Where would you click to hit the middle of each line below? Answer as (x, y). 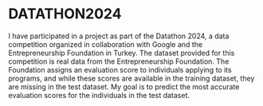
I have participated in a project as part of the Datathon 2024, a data (119, 36)
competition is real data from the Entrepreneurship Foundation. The (119, 61)
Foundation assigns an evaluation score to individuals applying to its (120, 69)
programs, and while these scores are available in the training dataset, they (131, 78)
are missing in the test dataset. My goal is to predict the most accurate (124, 86)
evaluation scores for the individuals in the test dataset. (99, 95)
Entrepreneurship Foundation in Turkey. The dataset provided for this (122, 53)
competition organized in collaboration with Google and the (106, 44)
